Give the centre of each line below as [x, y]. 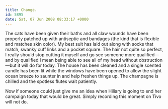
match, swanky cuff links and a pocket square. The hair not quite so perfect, [84, 49]
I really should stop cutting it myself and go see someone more [70, 55]
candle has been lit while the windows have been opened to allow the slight [83, 71]
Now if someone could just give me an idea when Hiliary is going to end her [83, 91]
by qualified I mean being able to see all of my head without [76, 60]
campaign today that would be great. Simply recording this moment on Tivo [83, 96]
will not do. [17, 102]
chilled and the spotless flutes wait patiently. [51, 81]
